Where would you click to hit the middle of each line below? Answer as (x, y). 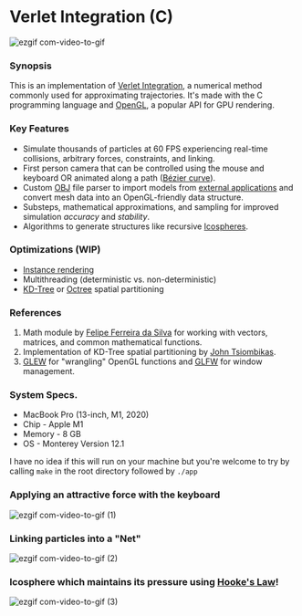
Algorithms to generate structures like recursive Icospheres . (135, 226)
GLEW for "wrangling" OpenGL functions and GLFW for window (142, 361)
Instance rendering (58, 269)
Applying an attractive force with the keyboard (115, 495)
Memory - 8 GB (52, 434)
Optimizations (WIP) (55, 250)
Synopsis (31, 66)
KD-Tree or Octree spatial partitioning (93, 288)
